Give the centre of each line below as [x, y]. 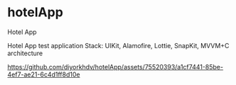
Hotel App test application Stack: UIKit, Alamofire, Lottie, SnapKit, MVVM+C [118, 45]
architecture [25, 53]
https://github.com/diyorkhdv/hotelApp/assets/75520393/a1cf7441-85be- [116, 67]
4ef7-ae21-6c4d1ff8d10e [44, 74]
